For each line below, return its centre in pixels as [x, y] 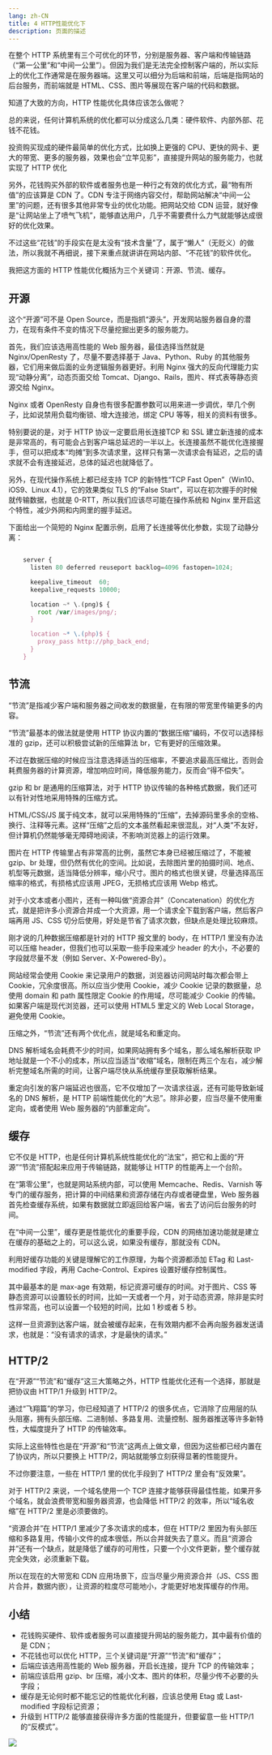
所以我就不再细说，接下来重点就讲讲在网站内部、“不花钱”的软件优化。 [139, 253]
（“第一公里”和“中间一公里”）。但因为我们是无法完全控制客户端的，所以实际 [134, 65]
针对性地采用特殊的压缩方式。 [72, 797]
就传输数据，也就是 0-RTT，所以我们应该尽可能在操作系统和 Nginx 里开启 [131, 500]
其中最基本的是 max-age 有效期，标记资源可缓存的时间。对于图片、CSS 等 [133, 1287]
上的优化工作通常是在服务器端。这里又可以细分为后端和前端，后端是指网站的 [136, 75]
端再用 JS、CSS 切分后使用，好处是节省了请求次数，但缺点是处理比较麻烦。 [136, 920]
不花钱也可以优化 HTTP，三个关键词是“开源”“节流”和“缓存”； [122, 1656]
